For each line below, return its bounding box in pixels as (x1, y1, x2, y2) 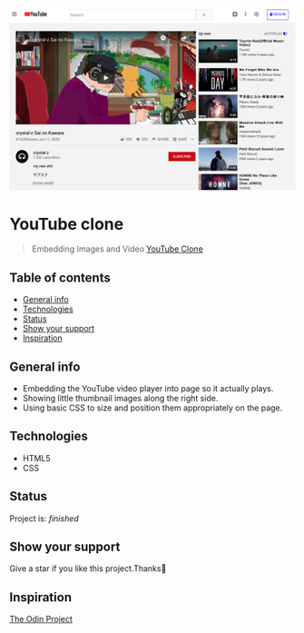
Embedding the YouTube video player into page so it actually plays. (22, 382, 274, 393)
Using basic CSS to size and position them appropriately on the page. (22, 402, 283, 413)
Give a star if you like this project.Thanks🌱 (9, 563, 167, 574)
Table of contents (9, 270, 111, 285)
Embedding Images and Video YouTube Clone (31, 243, 204, 254)
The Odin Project (9, 614, 73, 625)
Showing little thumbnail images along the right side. (22, 392, 219, 403)
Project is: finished (9, 512, 79, 524)
